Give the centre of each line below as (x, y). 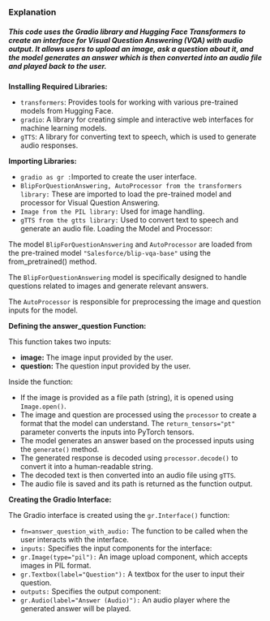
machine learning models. (63, 127)
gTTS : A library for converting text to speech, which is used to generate (138, 136)
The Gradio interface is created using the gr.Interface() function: (119, 515)
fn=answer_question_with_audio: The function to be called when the (134, 531)
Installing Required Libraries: (58, 86)
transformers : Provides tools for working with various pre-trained (129, 102)
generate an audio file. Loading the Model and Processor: (116, 228)
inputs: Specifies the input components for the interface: (116, 548)
